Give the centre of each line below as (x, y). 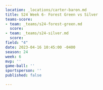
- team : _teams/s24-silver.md (37, 33)
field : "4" (17, 43)
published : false (23, 75)
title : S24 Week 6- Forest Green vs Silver (52, 15)
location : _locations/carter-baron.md (46, 10)
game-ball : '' (20, 66)
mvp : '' (13, 61)
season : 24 (17, 52)
